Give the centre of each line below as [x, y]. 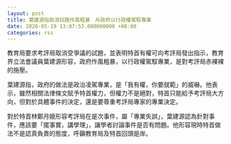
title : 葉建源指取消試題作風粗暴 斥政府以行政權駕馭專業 [79, 20]
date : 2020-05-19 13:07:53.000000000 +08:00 [72, 26]
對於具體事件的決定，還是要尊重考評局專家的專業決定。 [103, 102]
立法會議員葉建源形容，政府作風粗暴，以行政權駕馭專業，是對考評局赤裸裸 [118, 62]
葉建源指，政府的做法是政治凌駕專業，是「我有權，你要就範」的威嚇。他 [109, 85]
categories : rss [30, 33]
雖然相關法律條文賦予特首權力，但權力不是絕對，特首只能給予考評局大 [118, 93]
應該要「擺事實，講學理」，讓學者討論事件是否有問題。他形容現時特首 [117, 125]
